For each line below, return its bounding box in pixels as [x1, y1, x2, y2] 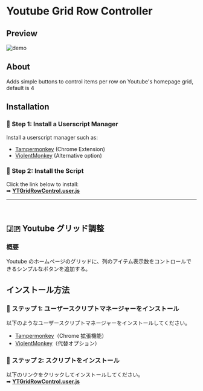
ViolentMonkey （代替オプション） [14, 340, 101, 347]
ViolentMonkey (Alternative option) [14, 152, 102, 159]
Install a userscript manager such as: [6, 134, 98, 141]
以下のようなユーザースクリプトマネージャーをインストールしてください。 [6, 319, 190, 327]
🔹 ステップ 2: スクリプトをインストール [6, 357, 120, 365]
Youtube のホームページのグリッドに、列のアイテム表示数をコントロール [6, 258, 187, 265]
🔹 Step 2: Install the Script [6, 167, 84, 175]
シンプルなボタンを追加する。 [16, 265, 91, 273]
